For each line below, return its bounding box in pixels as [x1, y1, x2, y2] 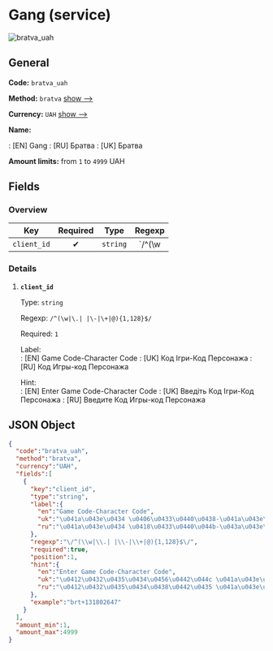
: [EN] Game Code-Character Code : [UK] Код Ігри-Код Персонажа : [19, 353, 253, 363]
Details [8, 263, 37, 274]
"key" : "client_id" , [29, 485, 96, 493]
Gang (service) [8, 6, 111, 24]
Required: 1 [19, 329, 58, 338]
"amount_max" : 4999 [15, 628, 79, 636]
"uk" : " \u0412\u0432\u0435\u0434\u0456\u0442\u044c [37, 576, 213, 584]
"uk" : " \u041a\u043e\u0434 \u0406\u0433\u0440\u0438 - [37, 515, 220, 524]
